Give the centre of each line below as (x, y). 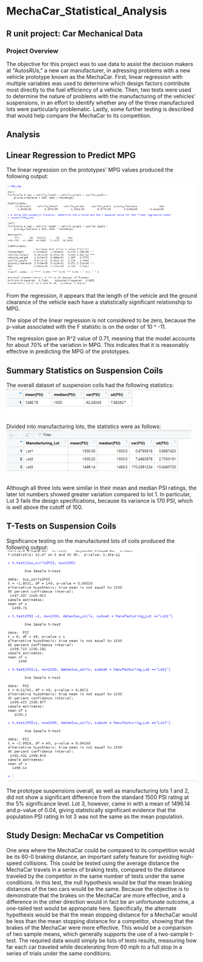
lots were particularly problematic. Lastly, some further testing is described (100, 109)
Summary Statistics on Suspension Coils (85, 370)
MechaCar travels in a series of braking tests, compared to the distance (96, 869)
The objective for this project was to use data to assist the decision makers (100, 64)
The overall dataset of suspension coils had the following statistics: (90, 385)
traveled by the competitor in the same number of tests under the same (95, 876)
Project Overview (32, 51)
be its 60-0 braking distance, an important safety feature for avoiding (93, 856)
